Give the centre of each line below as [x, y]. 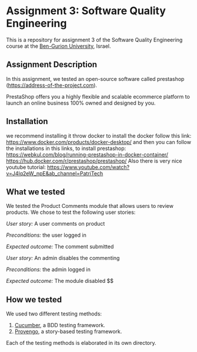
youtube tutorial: [26, 167]
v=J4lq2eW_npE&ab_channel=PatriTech [55, 173]
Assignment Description [52, 65]
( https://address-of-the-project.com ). [52, 85]
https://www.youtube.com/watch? [88, 167]
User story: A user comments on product [56, 224]
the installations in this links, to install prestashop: [66, 148]
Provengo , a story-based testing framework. [68, 331]
